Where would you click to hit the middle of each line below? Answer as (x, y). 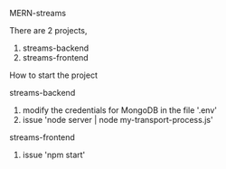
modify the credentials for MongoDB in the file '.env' (119, 110)
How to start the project (53, 75)
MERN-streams (38, 13)
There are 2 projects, (48, 30)
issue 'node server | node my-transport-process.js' (118, 120)
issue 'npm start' (54, 155)
